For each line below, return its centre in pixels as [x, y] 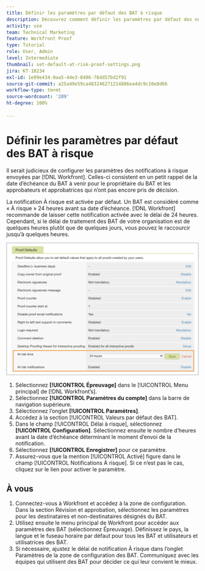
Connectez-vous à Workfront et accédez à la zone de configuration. [101, 503]
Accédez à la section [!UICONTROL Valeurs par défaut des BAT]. [96, 418]
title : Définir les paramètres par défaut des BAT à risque [85, 13]
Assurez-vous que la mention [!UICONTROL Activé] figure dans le [98, 456]
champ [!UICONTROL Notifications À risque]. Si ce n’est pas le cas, [99, 463]
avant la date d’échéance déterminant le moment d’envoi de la [93, 437]
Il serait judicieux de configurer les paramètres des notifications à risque [97, 170]
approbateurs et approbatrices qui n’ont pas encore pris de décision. [93, 190]
